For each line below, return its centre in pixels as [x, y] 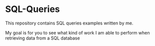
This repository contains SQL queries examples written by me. [69, 23]
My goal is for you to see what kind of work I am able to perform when [77, 32]
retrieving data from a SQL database [42, 38]
